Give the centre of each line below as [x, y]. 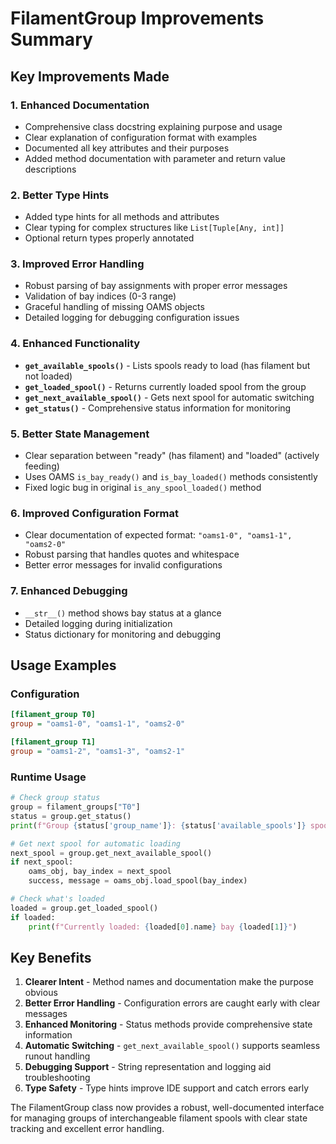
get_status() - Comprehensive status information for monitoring [158, 408]
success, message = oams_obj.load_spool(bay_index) [138, 881]
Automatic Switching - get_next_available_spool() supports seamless [172, 1046]
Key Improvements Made [90, 76]
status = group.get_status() [71, 816]
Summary [51, 39]
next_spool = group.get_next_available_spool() [111, 853]
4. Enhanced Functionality [75, 344]
